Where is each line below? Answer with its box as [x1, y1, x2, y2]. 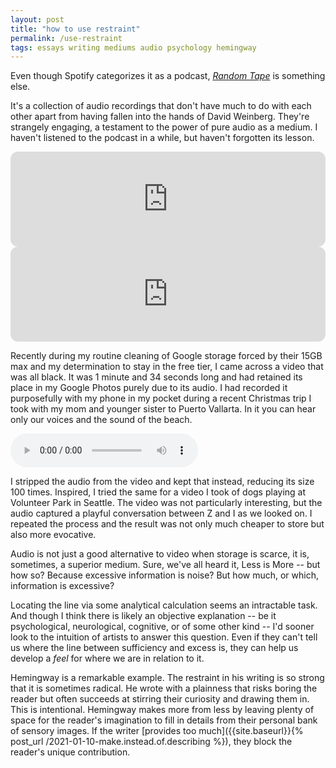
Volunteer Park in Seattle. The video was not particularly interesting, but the [10, 497, 323, 509]
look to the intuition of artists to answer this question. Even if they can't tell [10, 631, 318, 643]
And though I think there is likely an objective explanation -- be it [10, 610, 277, 622]
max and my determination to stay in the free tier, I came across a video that [10, 361, 324, 373]
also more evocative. [10, 529, 97, 541]
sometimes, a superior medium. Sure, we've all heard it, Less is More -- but [10, 559, 321, 571]
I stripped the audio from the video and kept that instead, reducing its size [10, 476, 315, 488]
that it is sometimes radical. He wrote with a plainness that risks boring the [10, 682, 318, 695]
